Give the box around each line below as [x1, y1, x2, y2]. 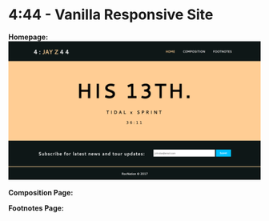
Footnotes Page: [8, 203, 64, 213]
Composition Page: [8, 187, 74, 197]
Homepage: [8, 32, 49, 42]
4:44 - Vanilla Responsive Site [8, 6, 214, 24]
